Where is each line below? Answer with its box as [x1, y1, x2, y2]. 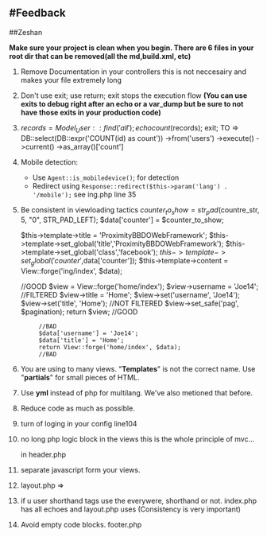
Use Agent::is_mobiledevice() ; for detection [32, 173, 180, 182]
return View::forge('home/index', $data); [38, 344, 181, 352]
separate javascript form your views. [20, 465, 141, 475]
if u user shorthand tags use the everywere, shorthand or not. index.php [20, 496, 257, 506]
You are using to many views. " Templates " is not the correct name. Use [20, 364, 256, 374]
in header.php [20, 449, 67, 460]
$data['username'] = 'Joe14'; [38, 329, 139, 337]
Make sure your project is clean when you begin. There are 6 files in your [9, 43, 254, 53]
